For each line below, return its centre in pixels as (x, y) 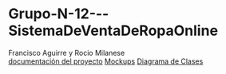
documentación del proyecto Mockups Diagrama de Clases (106, 61)
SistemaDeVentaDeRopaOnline (113, 31)
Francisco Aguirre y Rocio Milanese (67, 53)
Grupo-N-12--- (59, 14)
